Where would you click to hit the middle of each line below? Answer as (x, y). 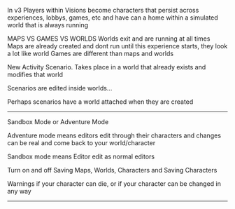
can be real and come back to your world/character (81, 143)
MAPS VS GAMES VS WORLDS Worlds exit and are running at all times (109, 39)
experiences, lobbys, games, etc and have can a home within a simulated (113, 18)
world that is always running (48, 25)
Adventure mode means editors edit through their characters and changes (114, 135)
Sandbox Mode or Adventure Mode (58, 122)
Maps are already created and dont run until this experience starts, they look (117, 46)
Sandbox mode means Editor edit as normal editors (81, 156)
